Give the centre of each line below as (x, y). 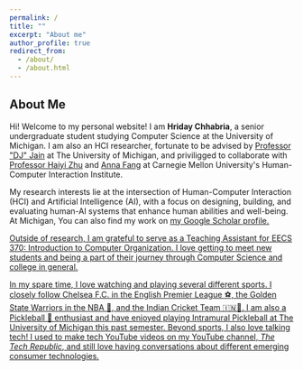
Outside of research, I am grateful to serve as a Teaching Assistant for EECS (151, 238)
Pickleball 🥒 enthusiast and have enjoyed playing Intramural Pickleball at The (151, 318)
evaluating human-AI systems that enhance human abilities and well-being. (149, 211)
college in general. (44, 266)
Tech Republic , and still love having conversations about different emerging (149, 346)
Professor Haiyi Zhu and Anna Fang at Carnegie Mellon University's (134, 164)
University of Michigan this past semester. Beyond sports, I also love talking (150, 327)
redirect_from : (38, 51)
